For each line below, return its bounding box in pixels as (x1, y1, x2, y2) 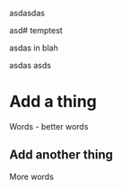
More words (9, 171, 54, 182)
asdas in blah (9, 42, 58, 53)
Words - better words (9, 121, 89, 131)
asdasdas (9, 8, 45, 18)
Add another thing (9, 148, 114, 163)
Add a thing (9, 92, 97, 112)
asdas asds (9, 60, 52, 70)
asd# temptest (9, 25, 63, 35)
